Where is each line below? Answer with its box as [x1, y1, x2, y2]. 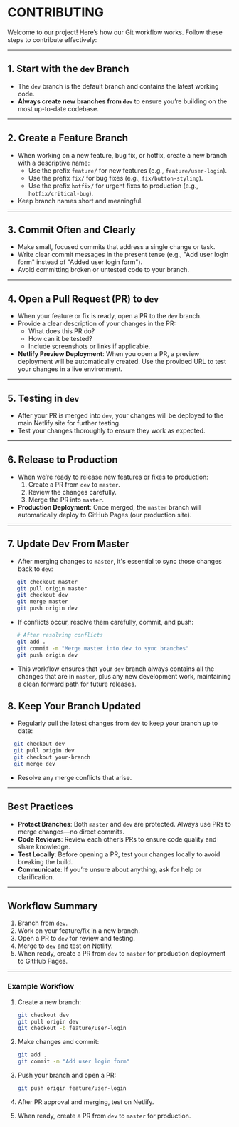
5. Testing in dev [7, 392, 80, 404]
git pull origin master [16, 585, 87, 592]
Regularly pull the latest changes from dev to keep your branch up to [17, 719, 218, 728]
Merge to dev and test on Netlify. [17, 941, 113, 950]
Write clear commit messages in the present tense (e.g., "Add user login [17, 251, 229, 259]
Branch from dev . [17, 919, 68, 928]
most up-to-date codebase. [17, 104, 100, 113]
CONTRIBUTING [7, 4, 105, 21]
